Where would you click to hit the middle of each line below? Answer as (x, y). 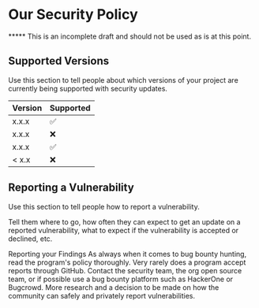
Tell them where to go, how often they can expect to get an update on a (124, 221)
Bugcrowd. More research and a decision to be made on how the (114, 287)
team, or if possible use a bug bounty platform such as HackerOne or (121, 279)
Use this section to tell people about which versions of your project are (123, 80)
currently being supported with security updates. (88, 88)
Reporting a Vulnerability (71, 188)
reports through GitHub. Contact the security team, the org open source (125, 270)
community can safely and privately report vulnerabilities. (102, 295)
